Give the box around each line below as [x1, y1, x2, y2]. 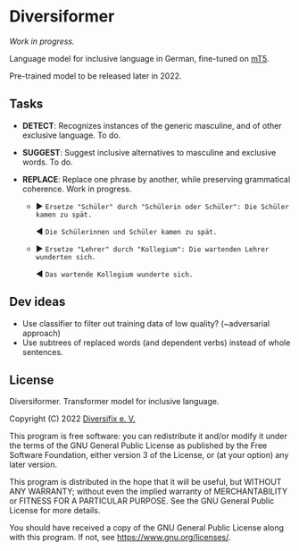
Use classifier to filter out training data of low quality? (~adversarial [21, 318, 270, 328]
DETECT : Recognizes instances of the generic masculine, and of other [21, 120, 283, 131]
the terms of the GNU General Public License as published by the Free [9, 440, 268, 451]
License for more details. [9, 505, 101, 516]
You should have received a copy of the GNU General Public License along [9, 522, 284, 533]
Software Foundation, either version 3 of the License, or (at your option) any [9, 450, 289, 461]
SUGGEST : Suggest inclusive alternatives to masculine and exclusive [21, 147, 277, 157]
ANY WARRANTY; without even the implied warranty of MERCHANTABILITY [9, 486, 288, 497]
